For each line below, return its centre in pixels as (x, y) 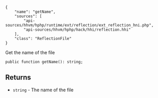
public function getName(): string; (44, 62)
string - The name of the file (43, 90)
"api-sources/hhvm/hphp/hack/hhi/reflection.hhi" (77, 30)
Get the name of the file (30, 53)
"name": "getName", (35, 12)
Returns (18, 77)
